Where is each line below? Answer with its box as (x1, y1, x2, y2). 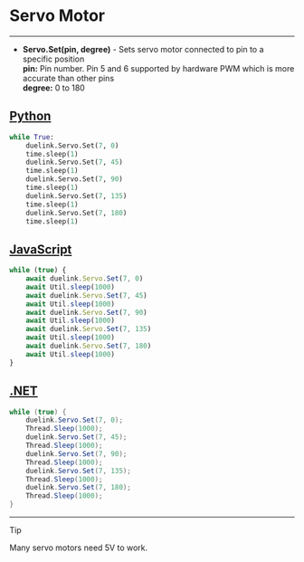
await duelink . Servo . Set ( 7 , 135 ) (25, 325, 152, 334)
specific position (22, 53, 85, 64)
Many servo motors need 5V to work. (9, 542, 148, 553)
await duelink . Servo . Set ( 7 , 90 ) (25, 308, 147, 317)
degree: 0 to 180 (22, 82, 86, 93)
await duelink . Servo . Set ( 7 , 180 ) (25, 341, 152, 351)
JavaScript (9, 242, 72, 257)
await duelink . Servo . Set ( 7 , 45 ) (25, 291, 147, 300)
